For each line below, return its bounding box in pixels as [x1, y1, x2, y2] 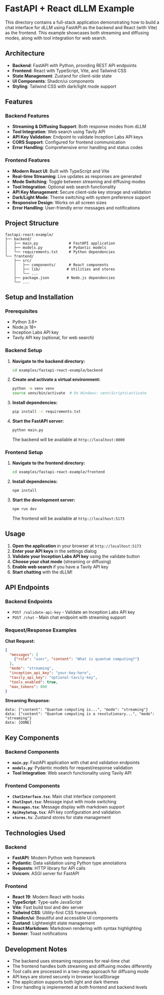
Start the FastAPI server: [12, 418, 64, 424]
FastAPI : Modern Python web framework [12, 855, 96, 861]
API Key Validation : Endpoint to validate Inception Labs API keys [12, 134, 143, 140]
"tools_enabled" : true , [9, 679, 58, 684]
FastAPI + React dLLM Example [5, 3, 135, 14]
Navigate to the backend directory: [12, 358, 85, 364]
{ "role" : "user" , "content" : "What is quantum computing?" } [14, 657, 139, 662]
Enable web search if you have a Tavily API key [12, 564, 109, 569]
